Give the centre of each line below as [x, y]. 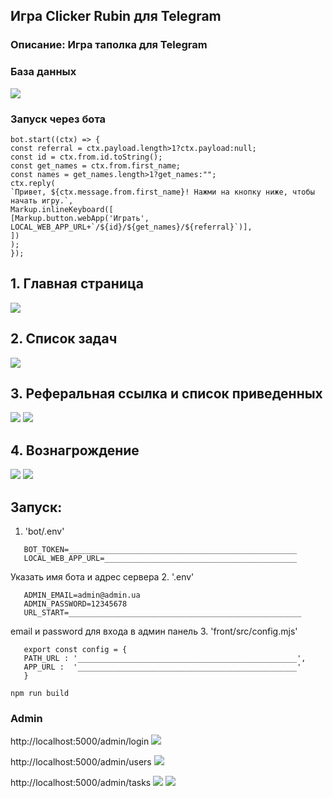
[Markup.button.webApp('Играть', [80, 218]
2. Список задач [64, 339]
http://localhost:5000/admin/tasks [81, 783]
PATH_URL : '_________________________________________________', [165, 658]
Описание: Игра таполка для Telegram [109, 45]
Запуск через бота [58, 119]
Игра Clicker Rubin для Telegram [116, 16]
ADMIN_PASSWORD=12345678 [75, 604]
